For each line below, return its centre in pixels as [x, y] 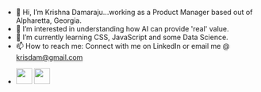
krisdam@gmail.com [49, 57]
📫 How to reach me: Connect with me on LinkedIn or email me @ [123, 46]
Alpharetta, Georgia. [48, 20]
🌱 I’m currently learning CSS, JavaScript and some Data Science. [122, 37]
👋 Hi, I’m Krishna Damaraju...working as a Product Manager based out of [134, 12]
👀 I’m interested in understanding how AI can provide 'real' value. [122, 29]
